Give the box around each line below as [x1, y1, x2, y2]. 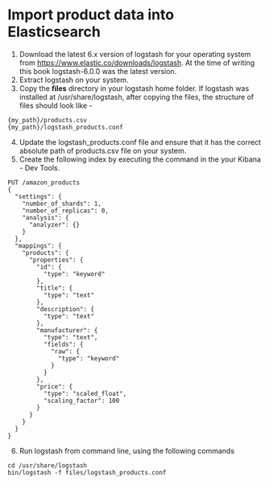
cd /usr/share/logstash [7, 461, 88, 470]
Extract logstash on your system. [19, 75, 129, 84]
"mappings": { [14, 241, 62, 250]
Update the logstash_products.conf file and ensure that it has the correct [19, 137, 262, 146]
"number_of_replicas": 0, [22, 207, 110, 215]
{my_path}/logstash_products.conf [7, 123, 124, 131]
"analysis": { [22, 213, 69, 222]
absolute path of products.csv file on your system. [19, 146, 187, 155]
